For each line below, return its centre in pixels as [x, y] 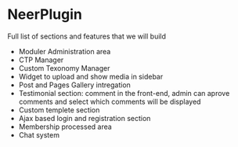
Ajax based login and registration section [85, 118]
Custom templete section [59, 110]
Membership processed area [65, 127]
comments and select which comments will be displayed [110, 101]
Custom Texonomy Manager [64, 68]
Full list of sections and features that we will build [87, 36]
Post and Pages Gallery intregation [74, 85]
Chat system [39, 134]
